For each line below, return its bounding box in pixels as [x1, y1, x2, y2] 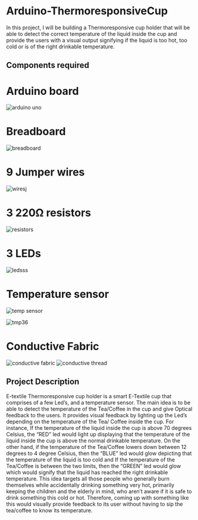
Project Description [6, 377, 80, 387]
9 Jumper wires [6, 165, 85, 179]
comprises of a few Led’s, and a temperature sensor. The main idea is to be [6, 399, 191, 406]
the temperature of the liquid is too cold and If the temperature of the [6, 456, 175, 463]
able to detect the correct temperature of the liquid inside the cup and [6, 30, 177, 37]
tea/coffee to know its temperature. [6, 506, 93, 514]
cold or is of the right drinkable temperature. [6, 43, 115, 50]
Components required [6, 60, 89, 70]
